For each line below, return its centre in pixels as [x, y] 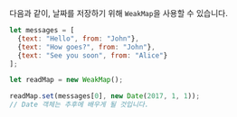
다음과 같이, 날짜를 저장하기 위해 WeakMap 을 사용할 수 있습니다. [118, 13]
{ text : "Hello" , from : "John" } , [79, 39]
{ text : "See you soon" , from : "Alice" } [93, 55]
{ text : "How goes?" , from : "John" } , [86, 47]
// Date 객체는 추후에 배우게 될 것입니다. [79, 105]
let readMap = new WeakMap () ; [66, 80]
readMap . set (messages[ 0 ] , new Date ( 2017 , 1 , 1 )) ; [105, 96]
